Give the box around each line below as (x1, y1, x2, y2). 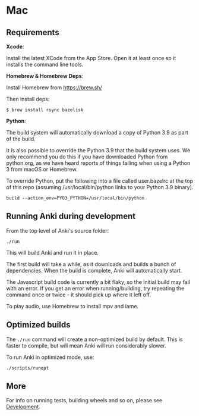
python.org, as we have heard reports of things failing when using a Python (6, 159, 191, 167)
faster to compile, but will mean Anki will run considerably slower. (6, 342, 166, 349)
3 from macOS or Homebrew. (6, 166, 78, 173)
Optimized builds (6, 320, 71, 330)
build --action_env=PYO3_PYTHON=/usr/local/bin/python (6, 195, 145, 201)
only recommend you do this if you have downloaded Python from (6, 153, 168, 160)
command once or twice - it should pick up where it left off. (6, 291, 151, 298)
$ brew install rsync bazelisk (6, 107, 84, 113)
